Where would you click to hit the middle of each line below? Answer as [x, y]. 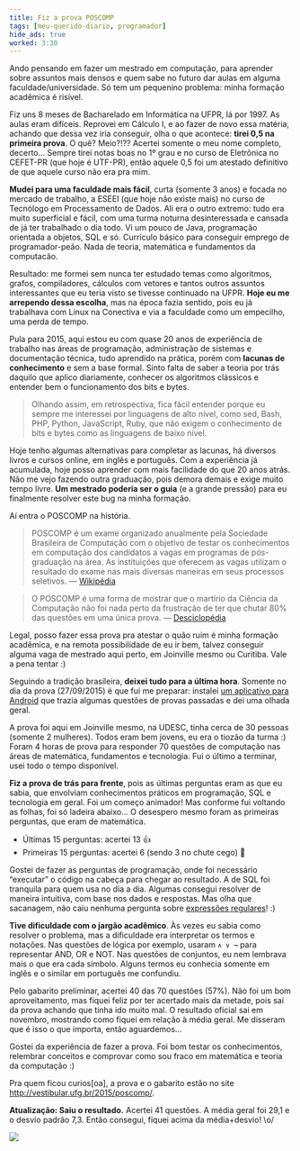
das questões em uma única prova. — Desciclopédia [128, 618]
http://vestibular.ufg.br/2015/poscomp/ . [82, 1093]
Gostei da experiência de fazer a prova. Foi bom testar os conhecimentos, [146, 1047]
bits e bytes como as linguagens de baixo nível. [119, 433]
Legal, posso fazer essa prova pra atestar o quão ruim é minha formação [144, 635]
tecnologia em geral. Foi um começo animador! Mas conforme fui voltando [147, 802]
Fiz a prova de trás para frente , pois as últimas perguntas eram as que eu [146, 784]
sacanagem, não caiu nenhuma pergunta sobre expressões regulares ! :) [142, 908]
